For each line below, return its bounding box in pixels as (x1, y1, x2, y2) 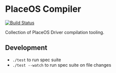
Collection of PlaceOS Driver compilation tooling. (5, 29, 105, 35)
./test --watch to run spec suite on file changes (12, 62, 112, 68)
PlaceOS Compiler (5, 3, 81, 15)
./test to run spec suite (12, 57, 61, 63)
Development (5, 43, 48, 52)
